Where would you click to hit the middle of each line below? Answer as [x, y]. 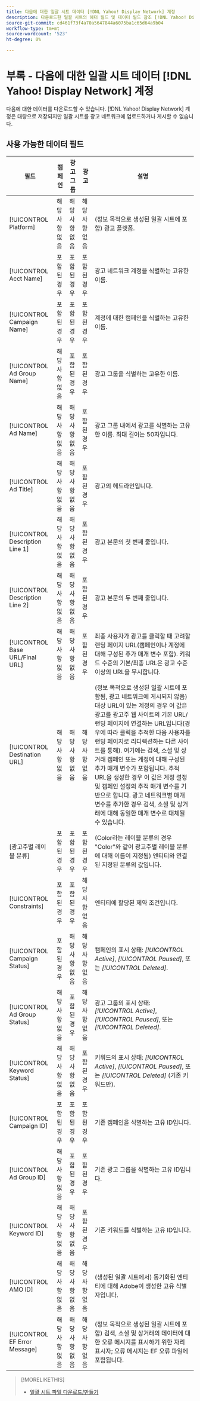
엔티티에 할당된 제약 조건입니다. [136, 903]
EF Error [21, 1341]
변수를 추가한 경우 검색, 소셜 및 [135, 804]
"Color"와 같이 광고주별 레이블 [135, 846]
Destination [25, 754]
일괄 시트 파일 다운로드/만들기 [64, 1392]
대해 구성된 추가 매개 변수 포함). [136, 654]
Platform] [22, 227]
